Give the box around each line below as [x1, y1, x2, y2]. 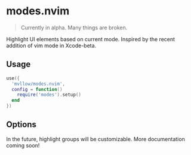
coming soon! [6, 142, 40, 149]
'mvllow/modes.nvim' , [11, 81, 66, 87]
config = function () [11, 86, 63, 92]
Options [6, 120, 37, 130]
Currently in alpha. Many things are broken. [20, 24, 128, 31]
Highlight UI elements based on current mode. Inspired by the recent [6, 35, 175, 42]
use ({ [6, 75, 20, 81]
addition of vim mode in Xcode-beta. [6, 42, 97, 49]
